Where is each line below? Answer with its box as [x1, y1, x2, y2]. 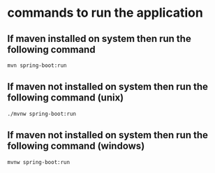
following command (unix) [7, 92, 124, 104]
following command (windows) [7, 140, 145, 152]
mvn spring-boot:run [7, 62, 68, 69]
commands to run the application [7, 5, 204, 21]
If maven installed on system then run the [7, 33, 192, 45]
